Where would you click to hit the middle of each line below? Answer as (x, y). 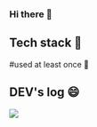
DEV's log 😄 (44, 92)
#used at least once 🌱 (49, 64)
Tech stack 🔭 (46, 43)
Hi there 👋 (31, 14)
